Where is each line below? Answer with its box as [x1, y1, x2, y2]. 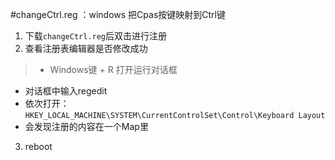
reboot [24, 141, 53, 152]
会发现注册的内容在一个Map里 [24, 121, 149, 132]
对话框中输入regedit [24, 85, 108, 97]
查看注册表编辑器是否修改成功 [24, 43, 148, 54]
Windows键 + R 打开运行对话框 [49, 64, 178, 75]
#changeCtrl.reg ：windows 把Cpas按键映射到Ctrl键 [10, 9, 226, 20]
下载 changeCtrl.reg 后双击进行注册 [24, 30, 168, 42]
